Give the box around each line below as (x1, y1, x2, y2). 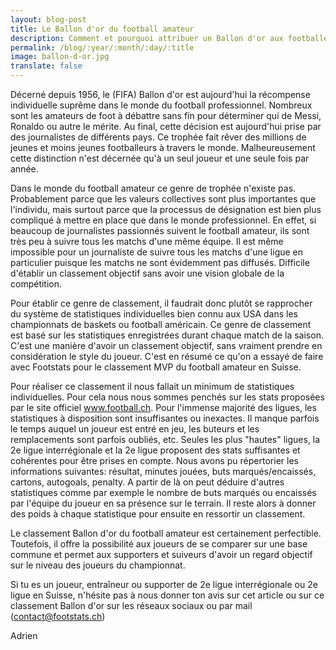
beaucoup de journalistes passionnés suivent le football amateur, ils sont (10, 225, 310, 236)
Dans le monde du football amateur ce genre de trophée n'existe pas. (10, 182, 297, 194)
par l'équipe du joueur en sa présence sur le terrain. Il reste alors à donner (10, 497, 317, 509)
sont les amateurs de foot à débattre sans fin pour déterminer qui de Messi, (10, 110, 322, 121)
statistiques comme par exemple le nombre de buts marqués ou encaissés (10, 487, 317, 498)
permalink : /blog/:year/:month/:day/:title (10, 42, 195, 53)
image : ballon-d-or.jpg (10, 52, 110, 62)
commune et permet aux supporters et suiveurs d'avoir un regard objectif (10, 549, 313, 560)
